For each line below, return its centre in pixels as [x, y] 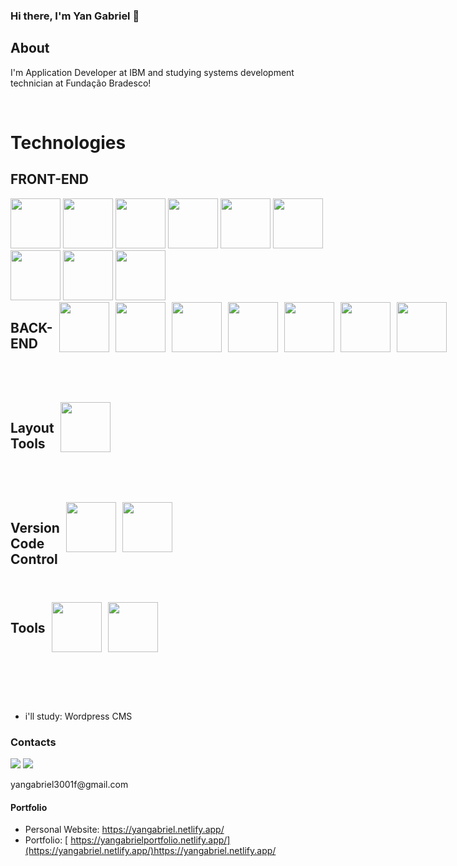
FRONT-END [49, 179]
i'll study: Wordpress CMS [78, 716]
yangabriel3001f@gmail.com [69, 785]
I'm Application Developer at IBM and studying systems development [152, 72]
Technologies [68, 142]
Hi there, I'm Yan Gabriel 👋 [75, 16]
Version [35, 528]
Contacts [33, 742]
